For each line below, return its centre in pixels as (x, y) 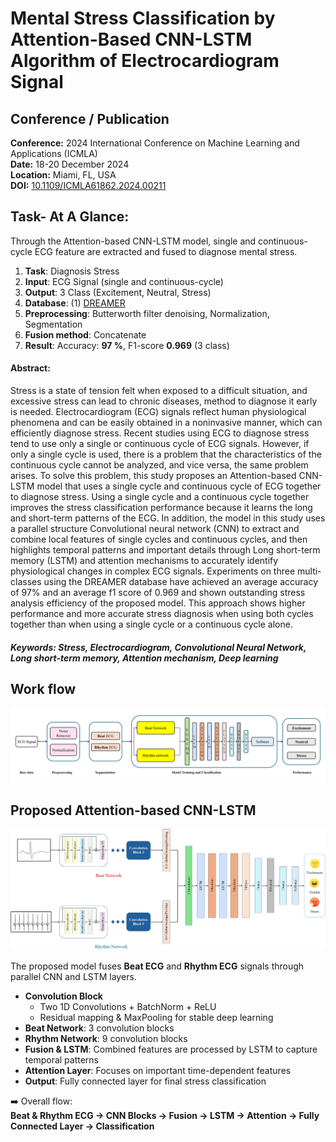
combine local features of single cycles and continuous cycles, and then (159, 539)
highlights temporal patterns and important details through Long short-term (165, 550)
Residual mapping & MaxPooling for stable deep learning (156, 1017)
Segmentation (53, 324)
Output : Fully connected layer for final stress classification (145, 1081)
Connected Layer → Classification (82, 1126)
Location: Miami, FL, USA (63, 175)
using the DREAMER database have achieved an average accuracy (181, 582)
